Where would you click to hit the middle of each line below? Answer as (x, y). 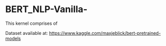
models (13, 38)
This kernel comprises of (31, 23)
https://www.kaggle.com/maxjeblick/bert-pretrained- (105, 33)
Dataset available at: (27, 33)
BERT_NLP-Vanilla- (46, 9)
